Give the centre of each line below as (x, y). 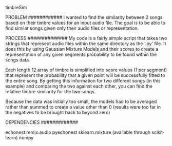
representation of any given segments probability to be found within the (81, 54)
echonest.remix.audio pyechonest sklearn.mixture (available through (78, 132)
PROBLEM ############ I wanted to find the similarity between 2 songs (84, 17)
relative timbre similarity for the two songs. (51, 91)
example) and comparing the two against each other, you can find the (79, 86)
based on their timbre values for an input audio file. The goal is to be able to (85, 23)
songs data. (18, 60)
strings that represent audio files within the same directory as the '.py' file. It (86, 44)
